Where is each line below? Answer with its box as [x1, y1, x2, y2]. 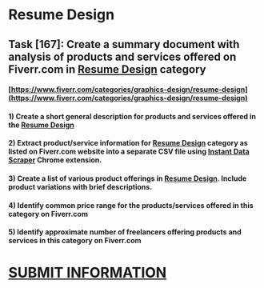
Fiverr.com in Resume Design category [8, 62, 206, 76]
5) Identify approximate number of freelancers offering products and [8, 227, 242, 237]
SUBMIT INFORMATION [8, 264, 167, 282]
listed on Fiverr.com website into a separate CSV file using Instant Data [8, 146, 250, 157]
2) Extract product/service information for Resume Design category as [8, 138, 248, 148]
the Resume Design [8, 120, 74, 130]
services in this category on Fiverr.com [8, 236, 142, 246]
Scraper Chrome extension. [8, 155, 102, 165]
